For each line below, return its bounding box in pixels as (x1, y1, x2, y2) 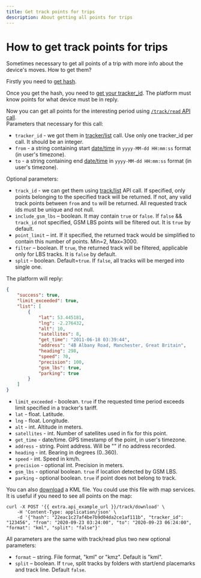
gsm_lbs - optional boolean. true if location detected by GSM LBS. (14, 468, 178, 475)
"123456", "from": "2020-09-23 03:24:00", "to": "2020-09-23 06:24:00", (6, 520, 192, 526)
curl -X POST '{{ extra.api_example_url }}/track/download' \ (6, 504, 165, 510)
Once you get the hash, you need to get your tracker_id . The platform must (6, 89, 191, 97)
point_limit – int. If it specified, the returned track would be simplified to (14, 231, 195, 239)
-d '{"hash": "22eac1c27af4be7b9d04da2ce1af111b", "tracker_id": (17, 514, 184, 520)
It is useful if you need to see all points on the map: (6, 492, 133, 499)
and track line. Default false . (14, 566, 86, 573)
